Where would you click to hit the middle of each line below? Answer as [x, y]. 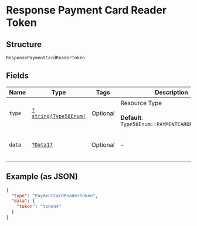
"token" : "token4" [39, 207]
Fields [18, 76]
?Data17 [42, 145]
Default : [132, 117]
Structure [24, 44]
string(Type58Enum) [59, 116]
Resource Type [141, 103]
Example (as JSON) [42, 177]
